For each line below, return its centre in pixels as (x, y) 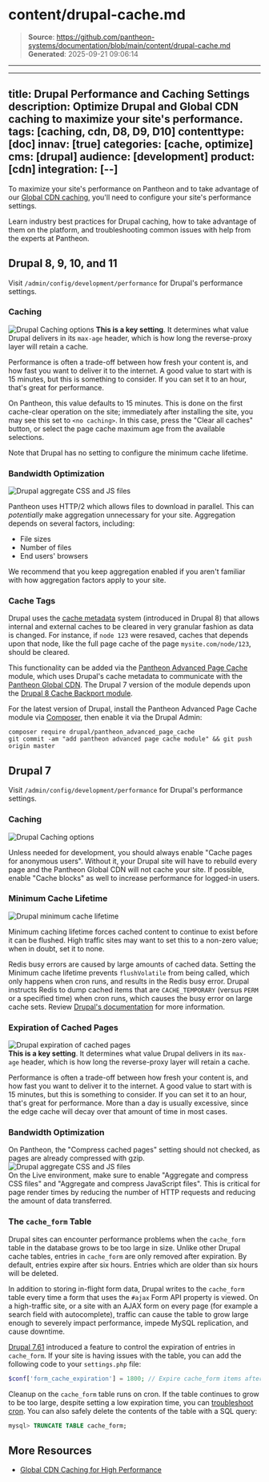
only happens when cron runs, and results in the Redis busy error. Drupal (129, 981)
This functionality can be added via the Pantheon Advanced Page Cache (128, 668)
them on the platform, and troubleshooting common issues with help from (130, 229)
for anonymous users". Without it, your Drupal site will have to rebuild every (133, 861)
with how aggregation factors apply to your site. (87, 580)
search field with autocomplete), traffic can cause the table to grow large (128, 1314)
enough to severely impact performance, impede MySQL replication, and (128, 1322)
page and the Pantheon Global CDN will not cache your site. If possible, (126, 869)
